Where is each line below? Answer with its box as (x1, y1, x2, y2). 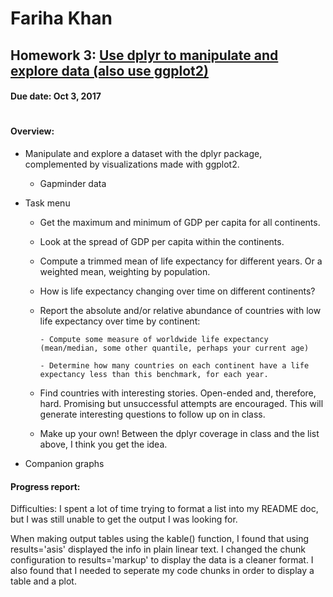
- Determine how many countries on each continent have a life (39, 360, 310, 371)
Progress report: (10, 480, 81, 492)
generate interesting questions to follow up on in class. (39, 408, 266, 420)
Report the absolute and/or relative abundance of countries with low (39, 304, 322, 316)
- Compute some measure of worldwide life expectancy (39, 334, 269, 344)
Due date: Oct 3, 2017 (10, 90, 102, 102)
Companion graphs (24, 457, 105, 469)
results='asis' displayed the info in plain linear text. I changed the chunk (10, 543, 306, 556)
